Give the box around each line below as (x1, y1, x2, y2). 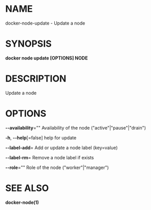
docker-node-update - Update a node (5, 20, 85, 26)
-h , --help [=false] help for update (5, 134, 77, 141)
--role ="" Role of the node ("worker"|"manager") (5, 164, 109, 171)
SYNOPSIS (5, 38, 52, 50)
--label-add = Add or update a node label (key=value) (5, 144, 118, 151)
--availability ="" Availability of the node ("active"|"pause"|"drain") (5, 124, 146, 131)
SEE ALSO (5, 182, 49, 194)
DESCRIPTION (5, 73, 67, 85)
